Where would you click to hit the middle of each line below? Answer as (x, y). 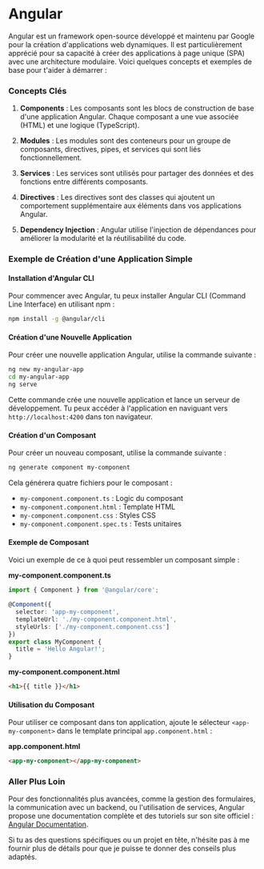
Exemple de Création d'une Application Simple (101, 259)
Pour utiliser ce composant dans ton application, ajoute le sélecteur (119, 723)
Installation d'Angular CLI (51, 278)
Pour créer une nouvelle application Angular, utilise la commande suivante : (132, 355)
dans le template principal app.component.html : (135, 731)
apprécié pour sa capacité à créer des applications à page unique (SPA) (127, 53)
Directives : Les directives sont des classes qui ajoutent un (117, 198)
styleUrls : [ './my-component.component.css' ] (93, 627)
